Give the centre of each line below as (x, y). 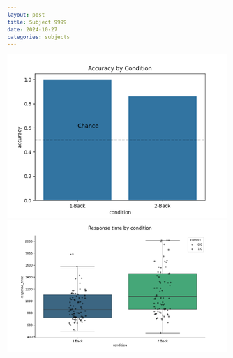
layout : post (26, 15)
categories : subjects (39, 37)
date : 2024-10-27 (32, 29)
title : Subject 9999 (37, 22)
